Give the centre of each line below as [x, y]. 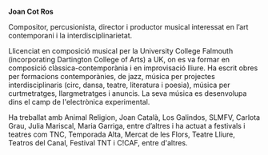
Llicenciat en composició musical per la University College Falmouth [121, 51]
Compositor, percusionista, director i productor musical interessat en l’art [128, 27]
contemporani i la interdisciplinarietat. [70, 36]
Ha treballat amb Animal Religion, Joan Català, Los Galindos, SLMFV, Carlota [134, 117]
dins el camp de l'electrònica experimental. [79, 102]
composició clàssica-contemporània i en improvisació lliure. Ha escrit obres [133, 68]
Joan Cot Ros [31, 12]
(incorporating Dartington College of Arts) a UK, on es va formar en [119, 60]
